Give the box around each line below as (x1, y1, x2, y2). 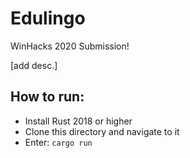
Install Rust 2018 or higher (24, 115, 133, 127)
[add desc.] (10, 59, 58, 71)
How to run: (10, 88, 85, 106)
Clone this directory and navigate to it (24, 125, 180, 137)
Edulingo (10, 7, 86, 30)
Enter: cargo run (24, 136, 93, 148)
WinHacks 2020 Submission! (10, 40, 130, 52)
